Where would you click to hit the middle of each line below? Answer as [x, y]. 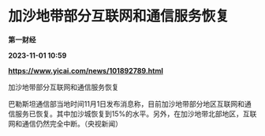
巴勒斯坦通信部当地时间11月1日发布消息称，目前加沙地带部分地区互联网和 [127, 104]
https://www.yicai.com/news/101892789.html [86, 70]
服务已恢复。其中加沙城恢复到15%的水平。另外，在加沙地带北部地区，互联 [136, 113]
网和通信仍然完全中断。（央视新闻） [65, 123]
